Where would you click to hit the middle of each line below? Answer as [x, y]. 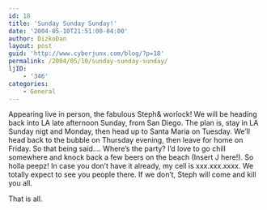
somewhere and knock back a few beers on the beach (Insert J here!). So [131, 157]
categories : [28, 84]
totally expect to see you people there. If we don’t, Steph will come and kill [132, 174]
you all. [20, 183]
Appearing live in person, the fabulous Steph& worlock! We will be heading [133, 114]
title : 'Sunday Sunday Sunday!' [63, 24]
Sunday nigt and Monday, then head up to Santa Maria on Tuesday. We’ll [129, 131]
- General [40, 91]
